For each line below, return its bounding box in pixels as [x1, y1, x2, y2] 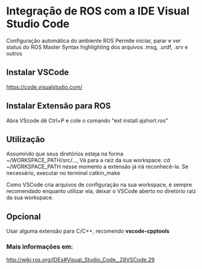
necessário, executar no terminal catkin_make [6, 169, 121, 177]
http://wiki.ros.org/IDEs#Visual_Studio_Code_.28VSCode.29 [6, 256, 155, 264]
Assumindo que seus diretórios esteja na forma [6, 150, 124, 157]
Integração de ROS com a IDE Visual [6, 4, 190, 18]
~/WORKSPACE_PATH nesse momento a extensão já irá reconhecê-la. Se [6, 163, 189, 170]
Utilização [6, 134, 45, 144]
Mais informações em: [6, 242, 74, 251]
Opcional [6, 211, 41, 221]
